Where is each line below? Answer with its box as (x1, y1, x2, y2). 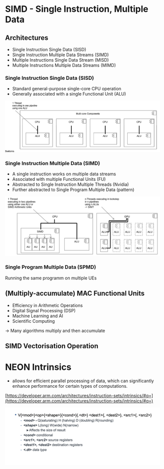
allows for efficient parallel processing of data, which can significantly (12, 378, 154, 384)
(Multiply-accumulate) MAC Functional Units (5, 289, 145, 298)
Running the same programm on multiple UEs (5, 275, 97, 281)
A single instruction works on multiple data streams (12, 171, 116, 177)
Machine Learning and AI (12, 313, 63, 319)
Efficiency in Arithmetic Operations (12, 302, 83, 308)
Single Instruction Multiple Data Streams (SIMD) (12, 52, 109, 58)
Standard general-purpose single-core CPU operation (12, 86, 122, 92)
